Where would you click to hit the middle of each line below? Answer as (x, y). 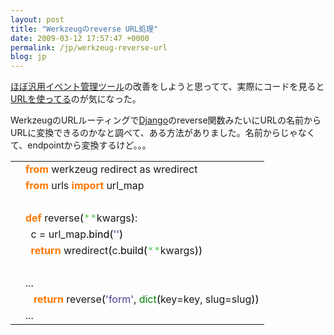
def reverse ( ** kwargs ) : (81, 218)
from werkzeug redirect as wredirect (111, 169)
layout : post (37, 19)
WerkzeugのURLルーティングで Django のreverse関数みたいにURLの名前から (166, 120)
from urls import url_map (85, 186)
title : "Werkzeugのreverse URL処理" (84, 29)
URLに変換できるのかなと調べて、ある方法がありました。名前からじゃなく (163, 133)
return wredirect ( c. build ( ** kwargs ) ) (116, 251)
